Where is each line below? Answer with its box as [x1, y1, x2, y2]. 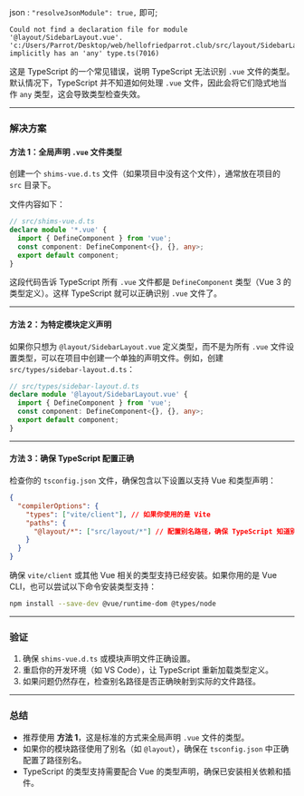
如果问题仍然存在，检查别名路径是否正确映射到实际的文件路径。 [22, 676, 261, 687]
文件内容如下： [9, 199, 65, 210]
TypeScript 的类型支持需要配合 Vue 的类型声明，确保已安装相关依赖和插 [22, 765, 291, 777]
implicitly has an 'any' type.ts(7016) [9, 49, 160, 58]
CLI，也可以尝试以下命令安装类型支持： [9, 581, 157, 592]
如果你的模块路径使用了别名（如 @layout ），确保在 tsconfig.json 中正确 [22, 742, 290, 754]
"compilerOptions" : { [17, 501, 100, 510]
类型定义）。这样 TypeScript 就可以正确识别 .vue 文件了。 [9, 288, 223, 299]
